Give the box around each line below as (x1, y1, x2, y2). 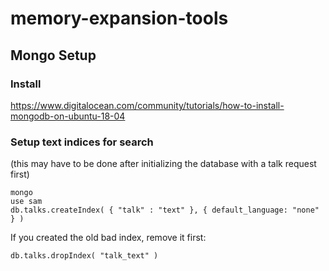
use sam (10, 197, 43, 207)
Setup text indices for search (10, 135, 154, 149)
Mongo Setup (10, 47, 97, 64)
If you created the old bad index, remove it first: (10, 232, 207, 244)
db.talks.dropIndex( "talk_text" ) (10, 251, 159, 261)
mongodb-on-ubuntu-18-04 (10, 110, 126, 122)
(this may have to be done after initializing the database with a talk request (10, 158, 317, 170)
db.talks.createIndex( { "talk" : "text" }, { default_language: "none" (10, 205, 320, 216)
